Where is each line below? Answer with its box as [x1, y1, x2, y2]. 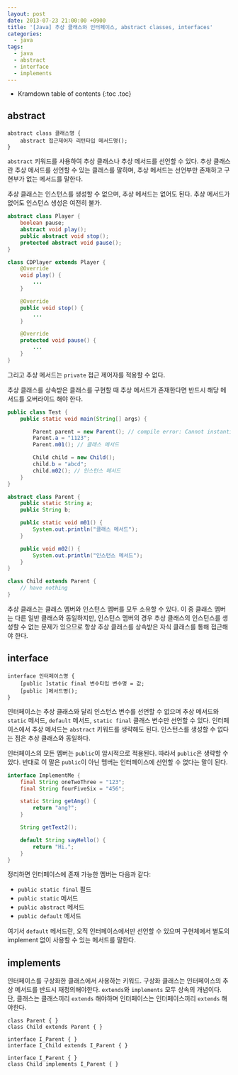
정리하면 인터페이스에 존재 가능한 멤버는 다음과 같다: [7, 870, 151, 878]
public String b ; [20, 507, 72, 514]
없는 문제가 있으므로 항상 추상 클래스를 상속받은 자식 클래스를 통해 [28, 622, 210, 631]
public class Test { [7, 409, 69, 416]
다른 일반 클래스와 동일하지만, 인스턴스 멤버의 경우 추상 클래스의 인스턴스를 [14, 613, 221, 622]
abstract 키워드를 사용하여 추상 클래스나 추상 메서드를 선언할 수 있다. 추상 [7, 157, 212, 165]
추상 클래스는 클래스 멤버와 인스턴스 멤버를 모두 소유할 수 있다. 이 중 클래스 [7, 605, 213, 613]
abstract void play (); [20, 226, 87, 233]
